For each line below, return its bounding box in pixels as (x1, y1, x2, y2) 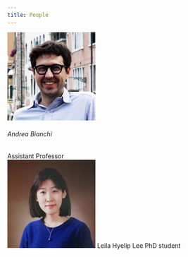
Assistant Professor (7, 152, 65, 160)
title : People (7, 11, 49, 18)
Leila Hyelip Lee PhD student (96, 241, 181, 250)
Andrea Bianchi (7, 130, 53, 138)
